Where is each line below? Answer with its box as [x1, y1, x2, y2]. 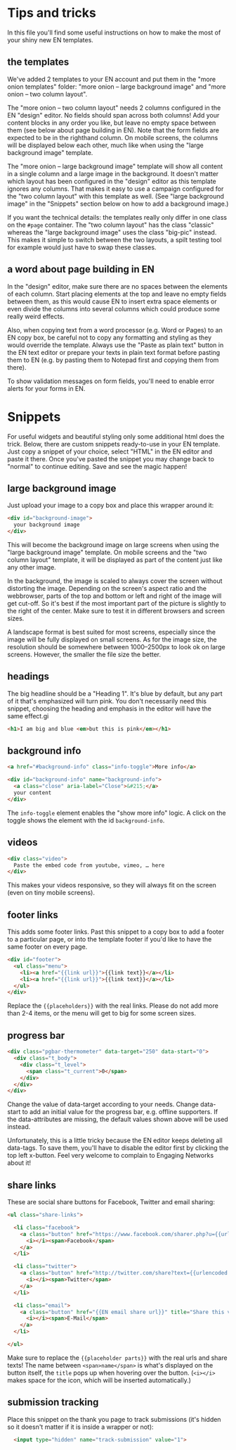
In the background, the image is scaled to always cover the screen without [7, 576, 223, 585]
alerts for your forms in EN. [7, 384, 86, 392]
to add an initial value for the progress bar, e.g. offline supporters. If [22, 1108, 218, 1116]
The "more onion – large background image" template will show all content [7, 162, 223, 170]
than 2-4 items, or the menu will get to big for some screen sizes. [7, 1009, 197, 1018]
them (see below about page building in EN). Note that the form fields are [7, 125, 220, 135]
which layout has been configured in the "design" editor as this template [7, 177, 216, 185]
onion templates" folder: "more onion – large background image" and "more [7, 82, 226, 91]
